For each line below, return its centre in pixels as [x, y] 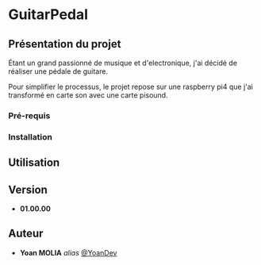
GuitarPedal [48, 15]
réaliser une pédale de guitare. [58, 71]
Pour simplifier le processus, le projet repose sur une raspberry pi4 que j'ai [131, 86]
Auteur [26, 234]
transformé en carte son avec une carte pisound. [88, 95]
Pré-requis [29, 115]
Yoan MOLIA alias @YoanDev [68, 252]
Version [28, 189]
